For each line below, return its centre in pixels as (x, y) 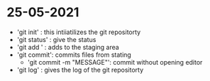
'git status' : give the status (56, 39)
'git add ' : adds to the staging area (68, 47)
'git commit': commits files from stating (74, 55)
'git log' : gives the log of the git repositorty (80, 70)
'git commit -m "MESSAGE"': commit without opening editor (115, 62)
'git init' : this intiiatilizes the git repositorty (79, 32)
